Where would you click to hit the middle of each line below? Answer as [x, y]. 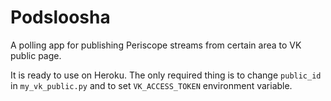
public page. [36, 55]
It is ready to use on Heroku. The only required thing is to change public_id [166, 75]
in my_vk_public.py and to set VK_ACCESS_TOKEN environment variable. [151, 85]
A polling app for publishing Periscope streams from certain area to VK [156, 45]
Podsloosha [60, 17]
